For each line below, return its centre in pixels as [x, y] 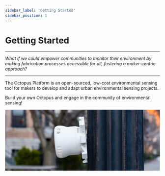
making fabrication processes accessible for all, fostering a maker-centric [81, 64]
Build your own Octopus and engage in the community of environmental [78, 98]
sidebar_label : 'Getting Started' [41, 10]
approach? [16, 69]
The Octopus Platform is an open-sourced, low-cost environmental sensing [81, 83]
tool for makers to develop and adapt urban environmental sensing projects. [82, 88]
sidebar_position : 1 [26, 15]
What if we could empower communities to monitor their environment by [78, 58]
